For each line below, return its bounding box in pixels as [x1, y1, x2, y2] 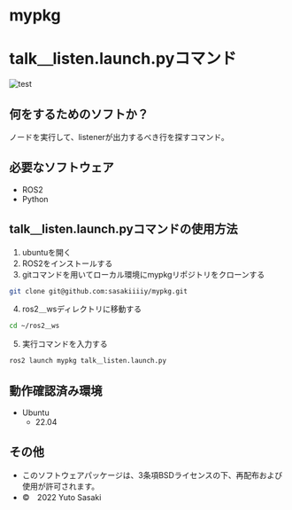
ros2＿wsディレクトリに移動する [21, 303, 142, 315]
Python [21, 193, 49, 204]
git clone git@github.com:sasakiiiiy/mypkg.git [9, 286, 188, 295]
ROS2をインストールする [21, 258, 113, 269]
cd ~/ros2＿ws [9, 321, 60, 331]
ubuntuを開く [21, 247, 73, 257]
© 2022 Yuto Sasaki [21, 491, 102, 502]
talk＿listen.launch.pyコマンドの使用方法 [9, 222, 239, 237]
